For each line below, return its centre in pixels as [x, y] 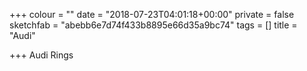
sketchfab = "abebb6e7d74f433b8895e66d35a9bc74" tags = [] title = [153, 25]
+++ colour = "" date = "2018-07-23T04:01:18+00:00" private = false [152, 14]
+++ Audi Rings [41, 55]
